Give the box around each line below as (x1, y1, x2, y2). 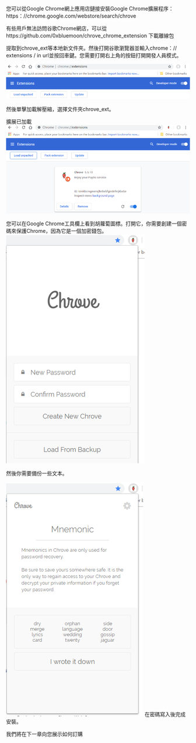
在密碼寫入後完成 (144, 711, 185, 718)
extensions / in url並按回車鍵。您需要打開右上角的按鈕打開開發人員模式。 (6, 52, 182, 59)
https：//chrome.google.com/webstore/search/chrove (6, 12, 136, 19)
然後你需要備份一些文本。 (6, 470, 68, 477)
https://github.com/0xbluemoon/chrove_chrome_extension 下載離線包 (6, 32, 174, 39)
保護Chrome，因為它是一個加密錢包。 (16, 228, 107, 235)
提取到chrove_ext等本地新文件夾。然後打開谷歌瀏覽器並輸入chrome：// (6, 44, 177, 51)
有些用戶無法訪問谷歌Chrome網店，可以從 (6, 25, 107, 32)
